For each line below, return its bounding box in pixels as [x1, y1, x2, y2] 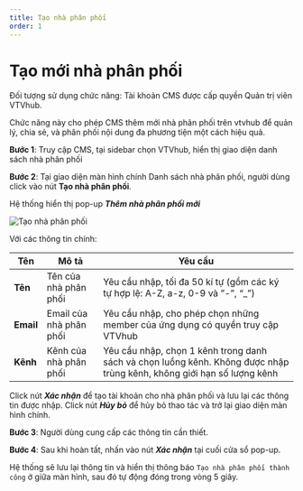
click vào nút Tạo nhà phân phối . [9, 181, 133, 192]
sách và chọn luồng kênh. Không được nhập [103, 356, 289, 368]
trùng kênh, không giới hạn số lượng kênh [103, 367, 279, 380]
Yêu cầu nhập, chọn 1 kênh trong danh [103, 345, 268, 357]
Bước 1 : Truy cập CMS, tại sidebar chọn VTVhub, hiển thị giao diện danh [9, 144, 278, 155]
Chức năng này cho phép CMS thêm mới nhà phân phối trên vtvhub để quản [9, 117, 293, 128]
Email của [46, 308, 88, 320]
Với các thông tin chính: [9, 234, 97, 245]
